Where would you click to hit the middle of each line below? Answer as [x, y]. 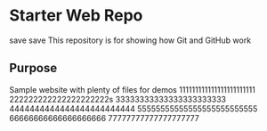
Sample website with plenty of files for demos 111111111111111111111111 [132, 89]
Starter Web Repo [76, 16]
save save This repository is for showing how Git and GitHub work [130, 40]
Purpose [33, 68]
